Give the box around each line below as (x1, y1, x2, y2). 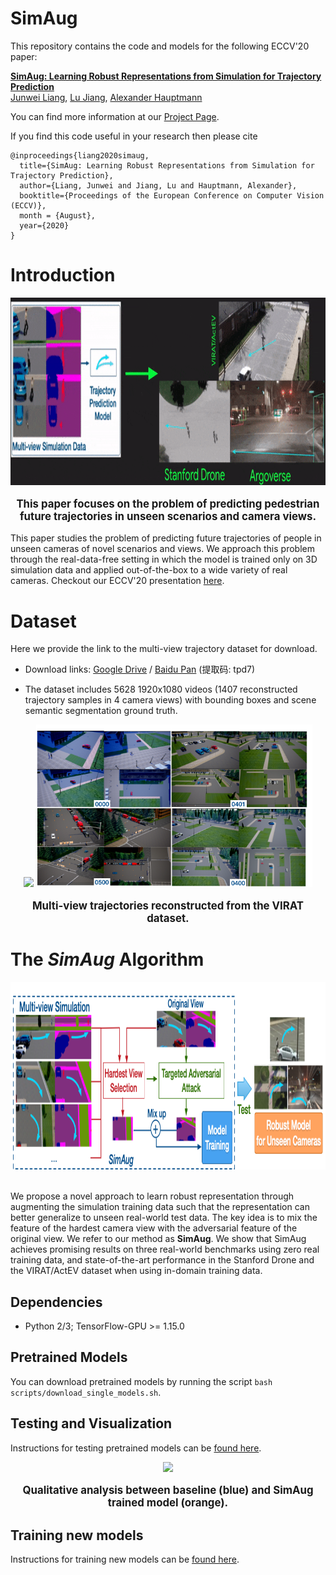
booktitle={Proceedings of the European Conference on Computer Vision (19, 190, 325, 201)
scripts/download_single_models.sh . (10, 1386, 162, 1398)
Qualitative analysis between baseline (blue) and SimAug (22, 1483, 314, 1497)
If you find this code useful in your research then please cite (10, 130, 258, 142)
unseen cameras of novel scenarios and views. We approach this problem (10, 543, 315, 555)
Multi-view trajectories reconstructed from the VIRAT (31, 899, 305, 913)
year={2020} (19, 220, 70, 231)
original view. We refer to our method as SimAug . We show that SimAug (10, 1233, 307, 1245)
